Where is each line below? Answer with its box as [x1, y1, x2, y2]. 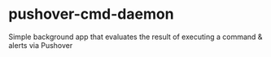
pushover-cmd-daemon [8, 5, 174, 24]
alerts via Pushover [8, 40, 73, 50]
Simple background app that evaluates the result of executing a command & [8, 32, 263, 42]
